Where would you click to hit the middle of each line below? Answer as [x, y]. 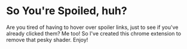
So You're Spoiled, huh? [67, 11]
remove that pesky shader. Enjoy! [47, 40]
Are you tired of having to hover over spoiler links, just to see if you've [92, 27]
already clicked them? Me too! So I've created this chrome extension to [93, 33]
